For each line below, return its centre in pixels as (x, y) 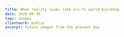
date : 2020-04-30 (23, 14)
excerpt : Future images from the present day (52, 27)
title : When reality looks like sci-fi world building (62, 9)
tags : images (18, 18)
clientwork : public (25, 23)
